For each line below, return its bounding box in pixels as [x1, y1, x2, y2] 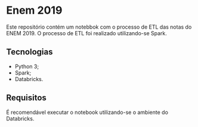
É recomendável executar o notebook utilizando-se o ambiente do [6, 109, 169, 116]
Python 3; [14, 63, 39, 70]
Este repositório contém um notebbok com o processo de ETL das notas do [6, 23, 192, 30]
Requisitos [6, 93, 47, 103]
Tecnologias [6, 47, 53, 57]
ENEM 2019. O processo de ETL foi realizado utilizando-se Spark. [6, 29, 167, 36]
